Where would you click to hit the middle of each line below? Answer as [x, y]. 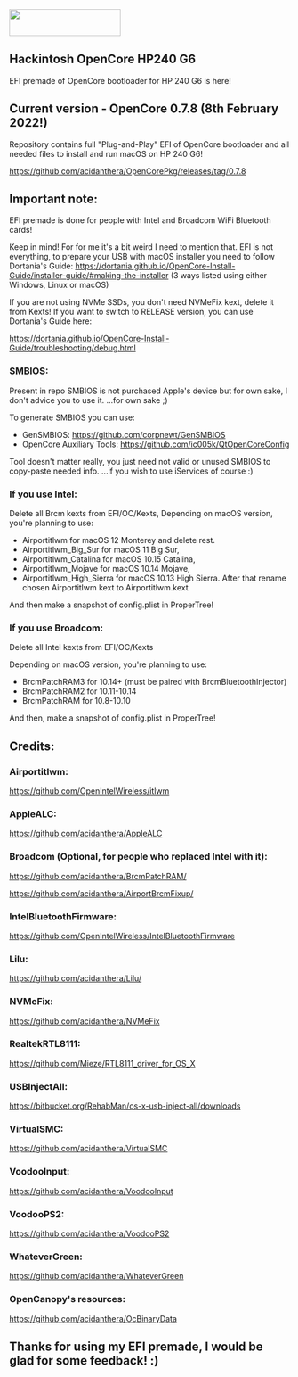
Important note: [53, 199]
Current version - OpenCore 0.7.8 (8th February [144, 109]
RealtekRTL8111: [45, 1044]
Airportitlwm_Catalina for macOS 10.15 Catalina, [109, 559]
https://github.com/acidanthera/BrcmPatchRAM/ [98, 876]
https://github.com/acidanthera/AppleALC [86, 834]
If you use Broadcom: [56, 628]
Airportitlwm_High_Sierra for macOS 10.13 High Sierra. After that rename [154, 578]
